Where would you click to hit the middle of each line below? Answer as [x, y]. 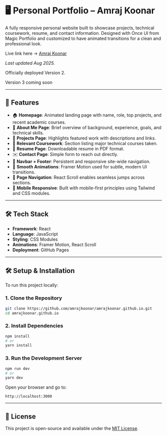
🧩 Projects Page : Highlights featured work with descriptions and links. [84, 138]
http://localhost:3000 [29, 397]
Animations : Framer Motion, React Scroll [54, 244]
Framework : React [32, 229]
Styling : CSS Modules [35, 239]
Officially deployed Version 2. [35, 73]
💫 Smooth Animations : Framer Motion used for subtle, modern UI [80, 166]
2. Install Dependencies [34, 326]
